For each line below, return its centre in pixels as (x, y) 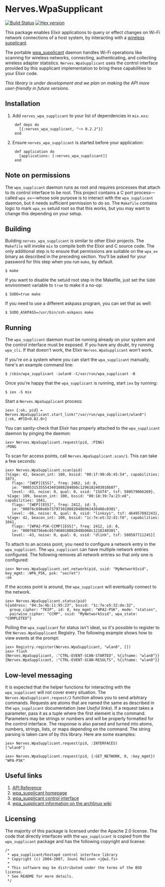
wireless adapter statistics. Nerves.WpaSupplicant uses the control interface (82, 63)
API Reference (27, 787)
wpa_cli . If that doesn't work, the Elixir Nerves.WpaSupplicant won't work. (79, 350)
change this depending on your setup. (44, 213)
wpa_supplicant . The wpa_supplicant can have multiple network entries (77, 550)
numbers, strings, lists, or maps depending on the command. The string (78, 729)
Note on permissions (38, 176)
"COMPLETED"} (18, 618)
